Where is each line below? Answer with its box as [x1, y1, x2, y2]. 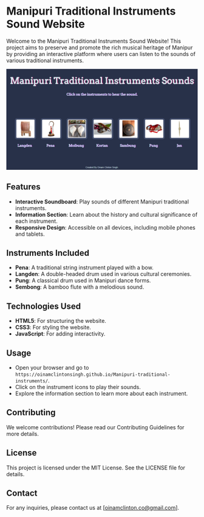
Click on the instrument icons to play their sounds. [15, 383, 141, 390]
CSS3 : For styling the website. [15, 324, 91, 331]
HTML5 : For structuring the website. [15, 317, 106, 325]
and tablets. [15, 230, 45, 237]
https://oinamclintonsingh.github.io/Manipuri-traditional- [15, 371, 171, 378]
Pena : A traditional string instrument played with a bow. [15, 264, 154, 272]
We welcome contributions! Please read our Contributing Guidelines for [6, 423, 185, 431]
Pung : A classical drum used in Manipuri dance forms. [15, 277, 151, 284]
